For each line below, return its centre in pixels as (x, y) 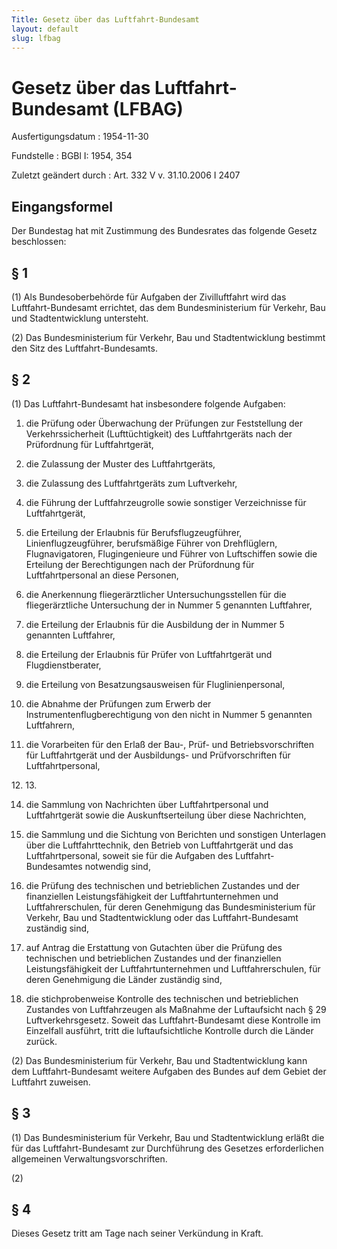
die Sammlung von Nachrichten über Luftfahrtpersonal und (147, 804)
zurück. (41, 1041)
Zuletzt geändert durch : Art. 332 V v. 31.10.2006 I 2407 (126, 175)
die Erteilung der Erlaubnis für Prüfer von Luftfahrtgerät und (149, 654)
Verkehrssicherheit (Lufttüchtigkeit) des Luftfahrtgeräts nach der (159, 433)
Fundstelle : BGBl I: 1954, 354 (72, 156)
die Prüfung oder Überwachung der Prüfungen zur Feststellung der (164, 423)
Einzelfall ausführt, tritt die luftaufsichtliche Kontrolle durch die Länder (169, 1030)
